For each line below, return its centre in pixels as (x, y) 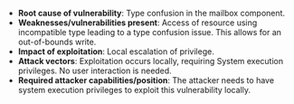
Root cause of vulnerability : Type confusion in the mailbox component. (152, 13)
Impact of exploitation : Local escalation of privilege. (116, 52)
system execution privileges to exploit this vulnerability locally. (134, 90)
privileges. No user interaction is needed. (95, 71)
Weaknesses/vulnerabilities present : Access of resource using (138, 23)
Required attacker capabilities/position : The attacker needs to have (146, 80)
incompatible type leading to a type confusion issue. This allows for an (150, 32)
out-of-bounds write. (57, 42)
